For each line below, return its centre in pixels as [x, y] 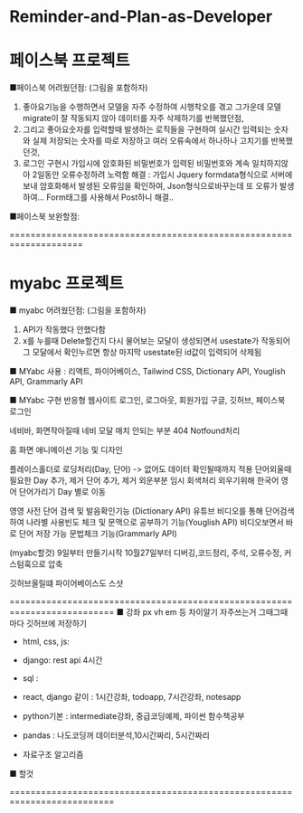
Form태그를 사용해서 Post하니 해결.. [110, 197]
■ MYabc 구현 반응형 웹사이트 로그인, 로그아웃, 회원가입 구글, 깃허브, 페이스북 [147, 401]
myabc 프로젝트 [66, 284]
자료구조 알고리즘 [53, 755]
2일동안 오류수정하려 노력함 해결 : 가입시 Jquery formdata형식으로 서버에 [162, 175]
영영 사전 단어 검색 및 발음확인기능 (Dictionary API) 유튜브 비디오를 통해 [137, 511]
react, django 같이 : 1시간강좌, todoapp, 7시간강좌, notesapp [132, 697]
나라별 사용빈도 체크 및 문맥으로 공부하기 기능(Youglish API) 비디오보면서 [155, 523]
